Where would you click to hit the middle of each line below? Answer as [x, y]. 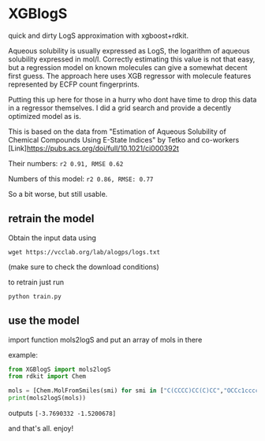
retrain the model [51, 219]
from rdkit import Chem [47, 376]
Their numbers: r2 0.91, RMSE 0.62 [66, 163]
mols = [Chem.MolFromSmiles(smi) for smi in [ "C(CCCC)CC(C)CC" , [116, 391]
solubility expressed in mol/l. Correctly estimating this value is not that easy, [132, 59]
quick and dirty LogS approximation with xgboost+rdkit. [99, 35]
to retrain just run [36, 282]
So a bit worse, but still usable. [58, 194]
